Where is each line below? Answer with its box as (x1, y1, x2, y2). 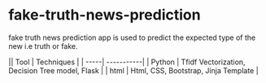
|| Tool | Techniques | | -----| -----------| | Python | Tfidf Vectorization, (8, 57, 246, 67)
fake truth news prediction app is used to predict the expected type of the (8, 33, 256, 42)
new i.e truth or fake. (8, 41, 79, 50)
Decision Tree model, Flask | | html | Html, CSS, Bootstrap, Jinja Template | (8, 65, 259, 75)
